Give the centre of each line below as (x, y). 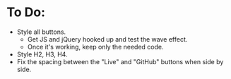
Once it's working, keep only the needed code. (95, 47)
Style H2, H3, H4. (42, 54)
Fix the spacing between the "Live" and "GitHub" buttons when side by (120, 61)
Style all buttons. (41, 32)
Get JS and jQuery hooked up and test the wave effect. (107, 39)
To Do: (26, 12)
